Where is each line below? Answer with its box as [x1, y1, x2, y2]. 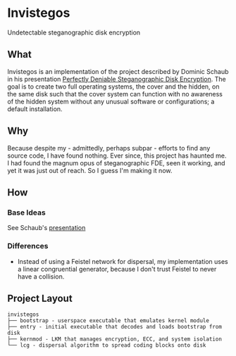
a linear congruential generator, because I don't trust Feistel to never [17, 265, 217, 273]
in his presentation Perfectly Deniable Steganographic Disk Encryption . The [7, 75, 227, 83]
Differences [7, 241, 49, 251]
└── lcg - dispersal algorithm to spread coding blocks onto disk [7, 342, 206, 349]
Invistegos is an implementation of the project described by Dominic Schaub [7, 67, 229, 75]
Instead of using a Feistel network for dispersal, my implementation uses [17, 257, 228, 265]
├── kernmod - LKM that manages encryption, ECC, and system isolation [7, 336, 222, 343]
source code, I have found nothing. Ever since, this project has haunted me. [7, 151, 227, 160]
